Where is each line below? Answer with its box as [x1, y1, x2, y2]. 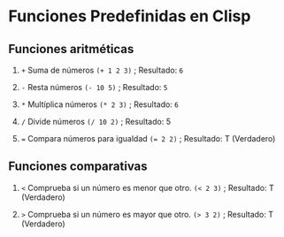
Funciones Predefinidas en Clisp [8, 6, 251, 27]
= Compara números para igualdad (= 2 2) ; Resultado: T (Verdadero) [20, 134, 276, 143]
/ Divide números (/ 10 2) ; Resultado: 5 [20, 117, 172, 126]
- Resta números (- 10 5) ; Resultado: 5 [20, 82, 168, 92]
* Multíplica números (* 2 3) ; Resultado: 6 [20, 99, 179, 110]
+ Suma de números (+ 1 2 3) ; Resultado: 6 [20, 65, 184, 75]
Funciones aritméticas [8, 42, 134, 57]
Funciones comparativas [8, 159, 148, 174]
